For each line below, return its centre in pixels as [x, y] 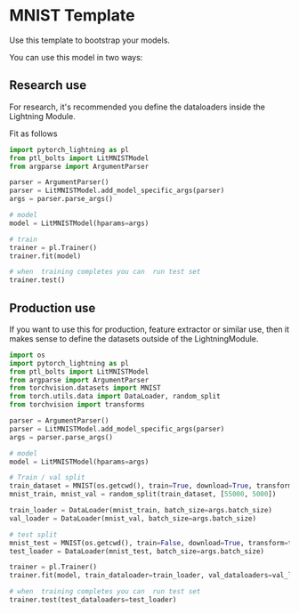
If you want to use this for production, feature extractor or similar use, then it [149, 329]
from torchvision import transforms [77, 405]
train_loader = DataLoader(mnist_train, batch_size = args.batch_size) [141, 511]
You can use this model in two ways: [76, 57]
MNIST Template [72, 16]
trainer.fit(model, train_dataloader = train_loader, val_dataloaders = [141, 576]
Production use [53, 308]
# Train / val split [48, 478]
